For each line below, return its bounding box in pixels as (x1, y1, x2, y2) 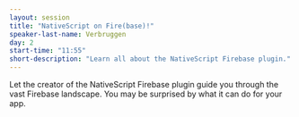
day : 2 (9, 38, 34, 47)
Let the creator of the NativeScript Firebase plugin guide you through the (9, 79, 279, 89)
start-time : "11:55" (9, 46, 87, 55)
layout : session (9, 13, 70, 22)
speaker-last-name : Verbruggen (9, 29, 127, 38)
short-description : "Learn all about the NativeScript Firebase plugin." (9, 54, 292, 63)
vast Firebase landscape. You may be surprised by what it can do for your (9, 88, 283, 99)
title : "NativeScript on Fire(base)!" (9, 21, 154, 30)
